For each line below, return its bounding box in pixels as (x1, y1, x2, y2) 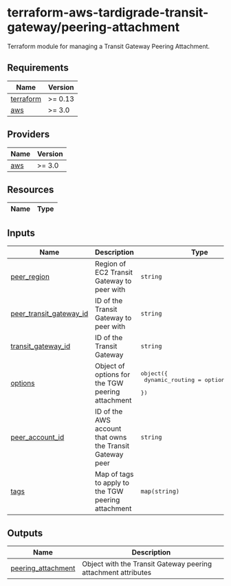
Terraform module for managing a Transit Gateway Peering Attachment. (7, 42, 210, 50)
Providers (7, 128, 50, 140)
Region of (95, 259, 126, 269)
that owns (95, 433, 127, 442)
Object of (95, 361, 125, 371)
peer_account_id (10, 433, 65, 442)
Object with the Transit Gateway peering (82, 559, 212, 568)
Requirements (7, 62, 69, 74)
